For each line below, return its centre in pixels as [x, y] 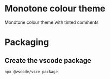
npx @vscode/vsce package [31, 72]
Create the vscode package [48, 60]
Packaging [27, 42]
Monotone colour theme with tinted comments [52, 22]
